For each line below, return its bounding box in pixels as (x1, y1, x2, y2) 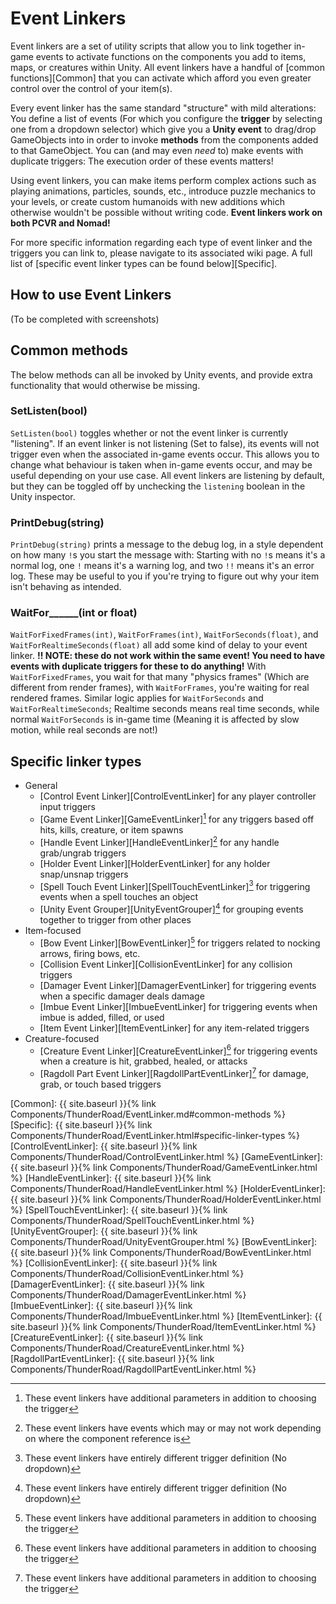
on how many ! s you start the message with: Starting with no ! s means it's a (10, 549, 326, 561)
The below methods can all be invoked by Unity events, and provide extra (10, 368, 313, 381)
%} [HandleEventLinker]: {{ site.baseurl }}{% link (10, 1172, 212, 1184)
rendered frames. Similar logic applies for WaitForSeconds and (10, 692, 264, 704)
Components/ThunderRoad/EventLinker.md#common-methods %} (10, 1108, 286, 1120)
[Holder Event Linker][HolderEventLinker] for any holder (39, 857, 271, 869)
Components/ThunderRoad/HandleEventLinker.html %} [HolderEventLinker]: (10, 1182, 326, 1194)
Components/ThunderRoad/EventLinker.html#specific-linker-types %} (10, 1129, 301, 1141)
